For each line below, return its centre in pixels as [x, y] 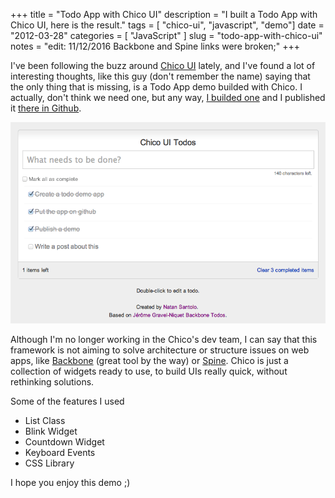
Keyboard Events [60, 452]
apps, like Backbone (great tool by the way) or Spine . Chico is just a [149, 360]
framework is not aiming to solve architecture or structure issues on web [160, 350]
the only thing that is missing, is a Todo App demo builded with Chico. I [156, 87]
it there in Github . [46, 108]
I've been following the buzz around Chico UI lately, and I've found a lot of [163, 65]
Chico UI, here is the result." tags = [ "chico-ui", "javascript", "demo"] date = [167, 25]
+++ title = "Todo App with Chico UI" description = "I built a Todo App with [164, 14]
